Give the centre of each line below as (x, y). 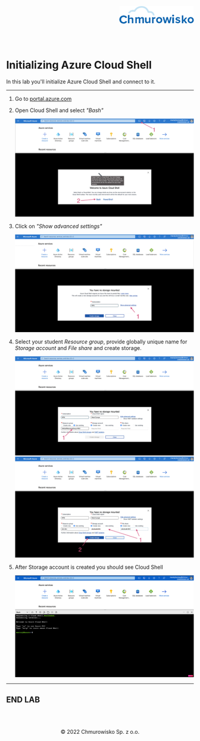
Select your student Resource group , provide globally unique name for (101, 342)
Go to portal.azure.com (43, 98)
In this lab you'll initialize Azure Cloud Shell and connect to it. (81, 81)
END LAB (23, 700)
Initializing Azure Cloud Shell (79, 65)
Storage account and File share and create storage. (78, 348)
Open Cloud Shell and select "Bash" (59, 110)
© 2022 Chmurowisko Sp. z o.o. (100, 732)
